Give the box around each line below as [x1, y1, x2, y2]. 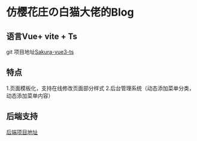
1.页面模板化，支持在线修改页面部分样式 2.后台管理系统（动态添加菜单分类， [6, 85, 195, 92]
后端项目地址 [6, 128, 38, 136]
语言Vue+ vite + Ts [6, 31, 78, 41]
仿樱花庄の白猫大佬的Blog [6, 5, 134, 19]
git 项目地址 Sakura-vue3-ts [6, 49, 74, 55]
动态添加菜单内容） [6, 92, 54, 99]
